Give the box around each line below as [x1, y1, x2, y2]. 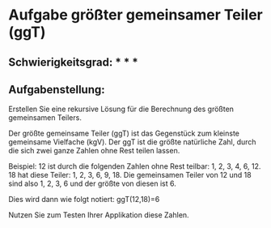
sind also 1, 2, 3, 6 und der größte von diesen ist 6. [8, 179, 176, 188]
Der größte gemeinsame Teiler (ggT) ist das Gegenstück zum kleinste [8, 128, 240, 139]
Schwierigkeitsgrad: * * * [8, 55, 139, 69]
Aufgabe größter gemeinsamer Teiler [8, 6, 263, 24]
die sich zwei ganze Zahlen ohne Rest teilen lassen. [8, 146, 180, 156]
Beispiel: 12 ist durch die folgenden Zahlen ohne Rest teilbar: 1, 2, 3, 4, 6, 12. [8, 161, 261, 171]
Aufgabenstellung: [8, 83, 105, 97]
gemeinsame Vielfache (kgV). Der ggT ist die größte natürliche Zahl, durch [8, 137, 256, 147]
